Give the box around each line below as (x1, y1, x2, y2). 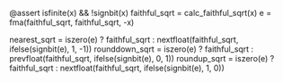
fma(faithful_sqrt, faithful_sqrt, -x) (9, 17, 135, 28)
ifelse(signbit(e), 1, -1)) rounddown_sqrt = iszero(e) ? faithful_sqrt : (9, 44, 254, 54)
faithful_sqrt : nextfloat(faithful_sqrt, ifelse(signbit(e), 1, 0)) (9, 62, 225, 73)
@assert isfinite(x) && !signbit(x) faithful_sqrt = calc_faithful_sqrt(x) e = (9, 8, 272, 18)
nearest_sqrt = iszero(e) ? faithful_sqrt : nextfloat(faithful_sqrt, (9, 35, 239, 45)
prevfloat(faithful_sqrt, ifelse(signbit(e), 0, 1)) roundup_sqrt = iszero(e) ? (9, 53, 275, 63)
